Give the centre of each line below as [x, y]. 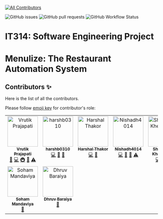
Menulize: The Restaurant [58, 59]
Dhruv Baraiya [57, 199]
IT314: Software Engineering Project [80, 37]
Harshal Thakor [93, 149]
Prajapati [23, 154]
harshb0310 [58, 149]
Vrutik [23, 149]
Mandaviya [23, 204]
